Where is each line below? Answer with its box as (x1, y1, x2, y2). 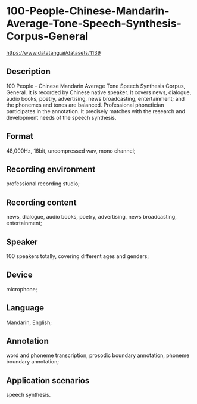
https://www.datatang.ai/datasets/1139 (6, 49, 101, 56)
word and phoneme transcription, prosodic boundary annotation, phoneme (6, 352, 190, 359)
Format (6, 131, 34, 141)
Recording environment (6, 164, 96, 174)
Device (6, 270, 33, 280)
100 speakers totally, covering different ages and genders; (6, 253, 149, 260)
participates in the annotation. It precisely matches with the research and (6, 107, 186, 114)
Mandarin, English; (6, 319, 52, 326)
